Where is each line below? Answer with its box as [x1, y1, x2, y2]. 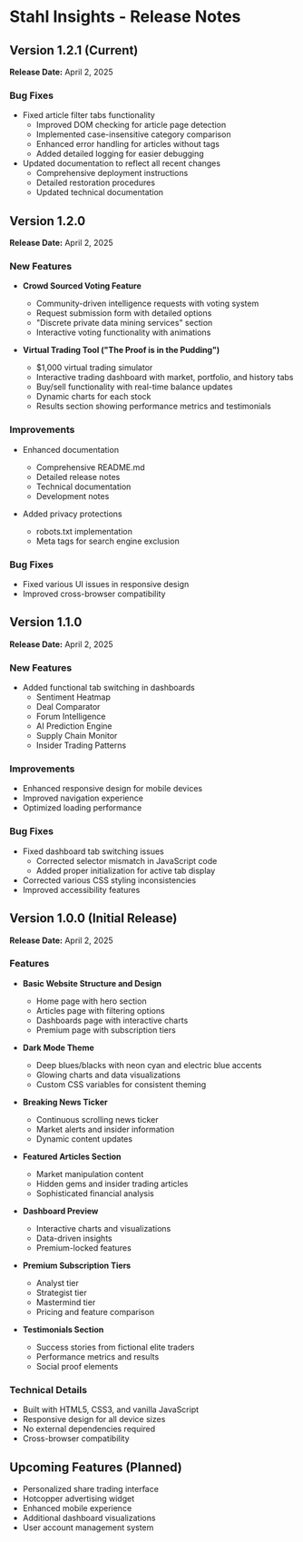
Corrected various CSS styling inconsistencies [22, 874, 197, 886]
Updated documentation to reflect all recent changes [22, 158, 220, 169]
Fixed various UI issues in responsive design [22, 579, 190, 589]
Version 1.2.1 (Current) [9, 43, 139, 58]
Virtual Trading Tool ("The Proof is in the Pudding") [22, 345, 220, 356]
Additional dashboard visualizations [22, 1512, 156, 1523]
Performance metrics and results [35, 1350, 160, 1362]
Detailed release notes [35, 471, 121, 482]
